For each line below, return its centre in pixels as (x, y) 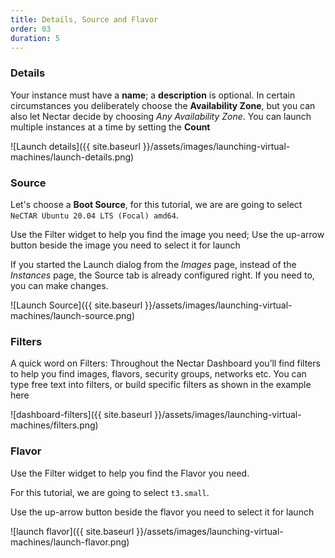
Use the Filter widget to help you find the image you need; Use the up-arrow (167, 234)
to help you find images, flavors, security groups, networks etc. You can (158, 374)
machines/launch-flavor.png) (70, 542)
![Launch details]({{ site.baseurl (75, 146)
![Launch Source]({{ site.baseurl (76, 305)
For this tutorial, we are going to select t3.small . (110, 492)
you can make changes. (59, 285)
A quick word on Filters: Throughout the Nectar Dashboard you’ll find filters (165, 363)
